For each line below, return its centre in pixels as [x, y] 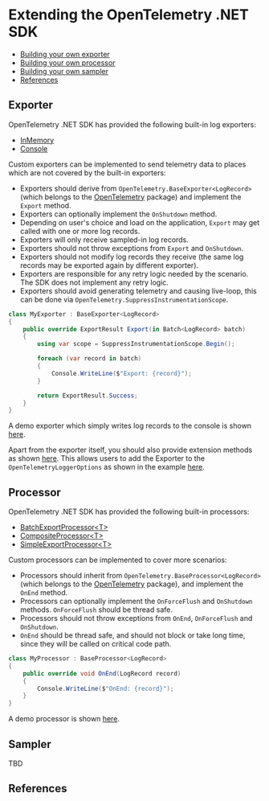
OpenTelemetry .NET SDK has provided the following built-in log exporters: [132, 124]
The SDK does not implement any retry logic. [94, 282]
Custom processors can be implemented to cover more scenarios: [118, 560]
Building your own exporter [65, 54]
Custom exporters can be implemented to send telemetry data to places [127, 164]
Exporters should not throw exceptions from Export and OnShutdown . [132, 248]
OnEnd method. [44, 593]
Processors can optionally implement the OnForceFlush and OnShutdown [136, 602]
